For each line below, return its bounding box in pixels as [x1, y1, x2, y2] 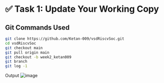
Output [5, 73, 19, 79]
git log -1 [5, 64, 28, 69]
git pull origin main [5, 50, 50, 55]
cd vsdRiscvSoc [5, 41, 36, 46]
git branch [5, 59, 28, 64]
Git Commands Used [5, 23, 70, 31]
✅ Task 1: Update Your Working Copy [5, 3, 159, 15]
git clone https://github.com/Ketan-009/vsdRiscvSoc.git [5, 36, 125, 41]
